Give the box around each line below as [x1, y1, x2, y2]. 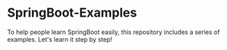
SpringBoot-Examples [7, 5, 137, 21]
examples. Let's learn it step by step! [7, 35, 112, 43]
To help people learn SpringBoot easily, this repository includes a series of [7, 28, 220, 36]
